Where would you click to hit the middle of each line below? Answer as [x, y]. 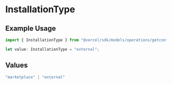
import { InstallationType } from [42, 40]
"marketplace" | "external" [35, 77]
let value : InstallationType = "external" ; [52, 49]
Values [17, 65]
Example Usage [31, 28]
